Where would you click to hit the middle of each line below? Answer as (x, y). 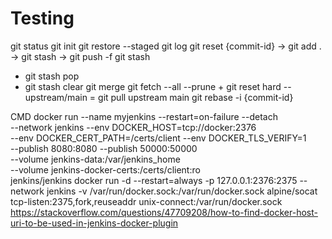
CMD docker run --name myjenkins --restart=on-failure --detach (144, 116)
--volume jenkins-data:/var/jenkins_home (95, 159)
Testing (42, 18)
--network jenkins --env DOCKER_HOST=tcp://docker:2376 (133, 127)
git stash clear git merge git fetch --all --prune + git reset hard (153, 86)
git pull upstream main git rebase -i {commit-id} (196, 97)
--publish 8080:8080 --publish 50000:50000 (104, 148)
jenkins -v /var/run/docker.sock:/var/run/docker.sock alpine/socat (182, 191)
